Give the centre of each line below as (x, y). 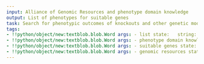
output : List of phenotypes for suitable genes (68, 18)
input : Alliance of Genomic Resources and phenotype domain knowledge (97, 12)
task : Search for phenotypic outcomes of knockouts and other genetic (97, 23)
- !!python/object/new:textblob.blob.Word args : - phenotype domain (95, 40)
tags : (13, 29)
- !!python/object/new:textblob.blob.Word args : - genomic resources (96, 52)
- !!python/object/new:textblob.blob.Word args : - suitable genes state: (102, 46)
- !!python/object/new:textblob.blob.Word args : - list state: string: (102, 35)
